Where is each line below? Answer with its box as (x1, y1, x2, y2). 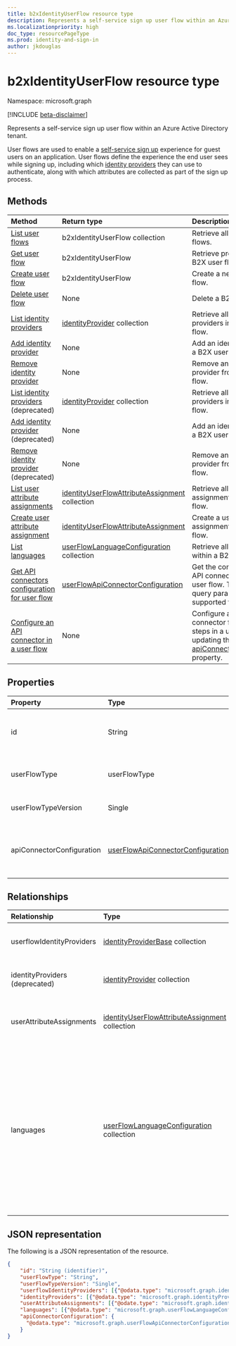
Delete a (192, 293, 220, 303)
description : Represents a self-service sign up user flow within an (7, 17, 216, 24)
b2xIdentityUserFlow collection (62, 232, 165, 242)
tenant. (7, 131, 28, 139)
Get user (11, 248, 40, 258)
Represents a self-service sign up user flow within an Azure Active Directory (7, 124, 228, 132)
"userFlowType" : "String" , (20, 1273, 99, 1280)
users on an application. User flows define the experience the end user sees (7, 152, 228, 161)
